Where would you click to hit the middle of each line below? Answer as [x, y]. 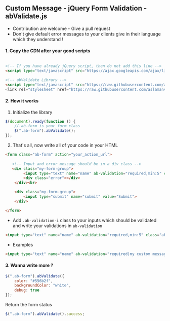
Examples [23, 244]
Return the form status [29, 305]
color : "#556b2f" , [34, 281]
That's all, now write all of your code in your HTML [65, 145]
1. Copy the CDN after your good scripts [48, 51]
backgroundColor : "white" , [43, 286]
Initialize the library [32, 112]
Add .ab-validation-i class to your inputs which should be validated [84, 220]
